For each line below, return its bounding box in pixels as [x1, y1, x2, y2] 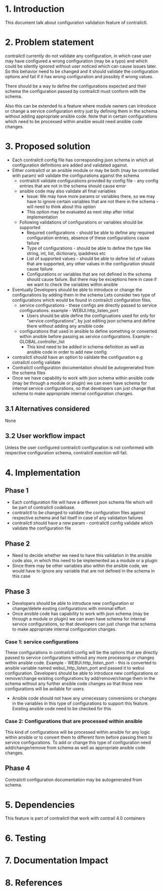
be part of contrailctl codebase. [12, 505, 75, 510]
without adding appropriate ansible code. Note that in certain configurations [5, 113, 157, 119]
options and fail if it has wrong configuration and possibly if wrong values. [5, 73, 154, 79]
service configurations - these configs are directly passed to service [19, 302, 157, 308]
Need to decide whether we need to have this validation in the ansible [12, 552, 152, 558]
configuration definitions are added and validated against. [12, 162, 128, 168]
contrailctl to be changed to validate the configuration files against [12, 509, 145, 516]
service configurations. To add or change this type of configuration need [5, 739, 151, 745]
